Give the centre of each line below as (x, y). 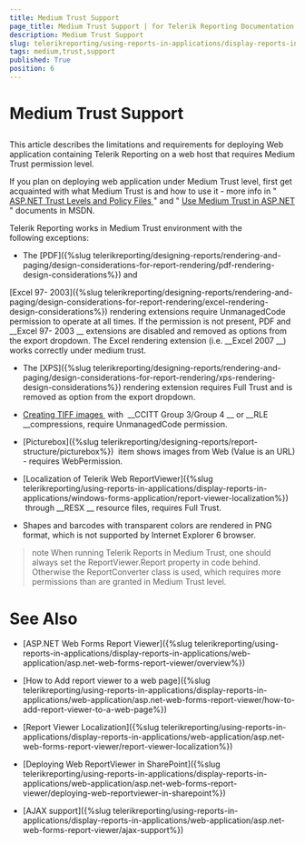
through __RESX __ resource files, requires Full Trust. (123, 508)
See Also (44, 618)
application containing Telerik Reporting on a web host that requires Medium (152, 155)
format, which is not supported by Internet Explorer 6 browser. (139, 535)
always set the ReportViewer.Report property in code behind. (146, 563)
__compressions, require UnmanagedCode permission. (125, 425)
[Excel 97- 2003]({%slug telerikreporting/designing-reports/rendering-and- (151, 293)
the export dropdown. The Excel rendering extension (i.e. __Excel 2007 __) (148, 341)
